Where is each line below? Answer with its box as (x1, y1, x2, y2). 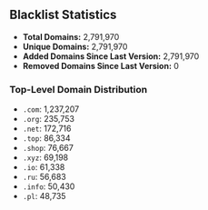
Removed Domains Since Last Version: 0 (22, 60, 180, 71)
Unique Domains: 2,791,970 (22, 41, 128, 52)
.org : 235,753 (22, 114, 75, 125)
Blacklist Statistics (9, 7, 117, 23)
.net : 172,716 (22, 123, 72, 135)
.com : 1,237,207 (22, 104, 80, 115)
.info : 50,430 (22, 181, 75, 192)
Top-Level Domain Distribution (9, 83, 148, 95)
